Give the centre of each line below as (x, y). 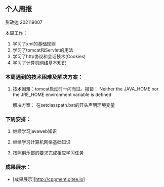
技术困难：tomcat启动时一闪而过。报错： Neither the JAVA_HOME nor (86, 89)
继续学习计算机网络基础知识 (42, 142)
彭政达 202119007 (24, 22)
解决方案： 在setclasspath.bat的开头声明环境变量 (64, 105)
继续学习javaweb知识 (35, 131)
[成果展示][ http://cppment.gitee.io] (49, 179)
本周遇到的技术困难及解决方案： (44, 77)
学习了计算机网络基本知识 (39, 63)
